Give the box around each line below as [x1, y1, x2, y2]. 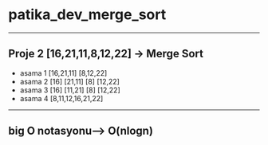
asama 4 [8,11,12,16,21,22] [19, 93, 104, 103]
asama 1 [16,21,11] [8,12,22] [19, 68, 108, 77]
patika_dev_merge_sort [8, 6, 167, 24]
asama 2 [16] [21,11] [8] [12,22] [19, 76, 120, 86]
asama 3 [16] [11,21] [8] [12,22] [19, 85, 121, 95]
